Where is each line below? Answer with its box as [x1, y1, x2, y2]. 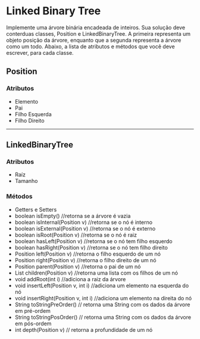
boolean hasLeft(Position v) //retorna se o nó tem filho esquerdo [14, 237, 173, 245]
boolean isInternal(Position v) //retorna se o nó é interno [14, 219, 153, 226]
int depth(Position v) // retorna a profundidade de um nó [14, 326, 153, 333]
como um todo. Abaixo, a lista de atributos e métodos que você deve [6, 43, 175, 50]
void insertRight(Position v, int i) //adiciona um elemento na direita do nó [14, 294, 192, 301]
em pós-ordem [14, 320, 52, 327]
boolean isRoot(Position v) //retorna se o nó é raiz [14, 231, 137, 238]
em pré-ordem [14, 307, 51, 314]
